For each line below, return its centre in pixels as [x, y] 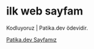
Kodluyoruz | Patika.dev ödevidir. [47, 28]
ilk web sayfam [45, 11]
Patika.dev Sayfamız [32, 39]
